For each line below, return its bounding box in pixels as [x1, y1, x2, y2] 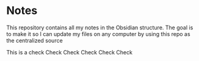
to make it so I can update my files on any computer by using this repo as [6, 30, 190, 37]
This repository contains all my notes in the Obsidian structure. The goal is [6, 24, 194, 31]
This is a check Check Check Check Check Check [6, 48, 133, 56]
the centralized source [6, 37, 63, 44]
